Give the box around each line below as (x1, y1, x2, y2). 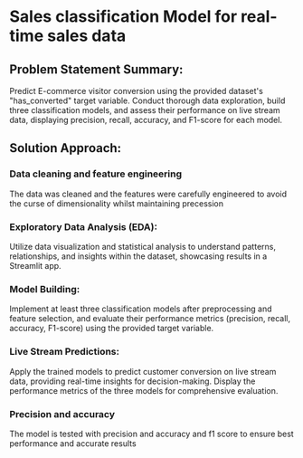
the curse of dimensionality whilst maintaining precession (9, 197, 224, 209)
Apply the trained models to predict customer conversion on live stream (9, 366, 277, 377)
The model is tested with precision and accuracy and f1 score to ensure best (9, 428, 294, 439)
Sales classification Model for (9, 6, 238, 27)
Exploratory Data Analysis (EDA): (9, 220, 158, 233)
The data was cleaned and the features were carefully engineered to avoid (9, 188, 288, 199)
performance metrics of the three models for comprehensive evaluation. (9, 385, 279, 396)
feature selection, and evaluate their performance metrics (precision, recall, (9, 313, 291, 324)
